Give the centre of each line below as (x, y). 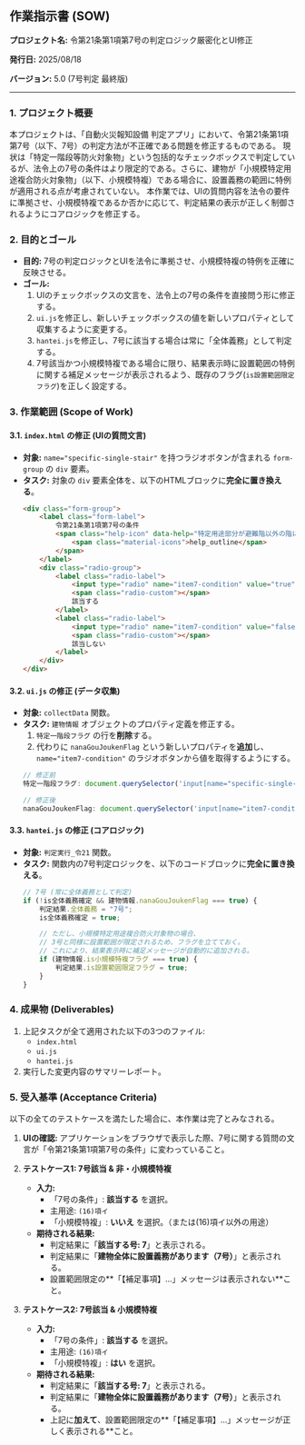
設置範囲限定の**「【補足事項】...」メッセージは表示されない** (167, 1279)
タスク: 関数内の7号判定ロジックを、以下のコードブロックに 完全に (147, 863)
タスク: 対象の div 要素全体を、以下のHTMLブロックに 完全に (136, 480)
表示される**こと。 (102, 1431)
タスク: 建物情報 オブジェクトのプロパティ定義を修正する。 (131, 724)
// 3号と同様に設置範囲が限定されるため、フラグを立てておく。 (142, 942)
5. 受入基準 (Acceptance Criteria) (83, 1097)
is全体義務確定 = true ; (80, 917)
